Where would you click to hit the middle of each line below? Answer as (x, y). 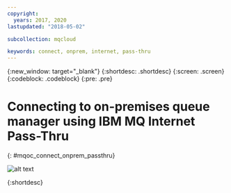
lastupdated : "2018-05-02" (46, 26)
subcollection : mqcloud (42, 39)
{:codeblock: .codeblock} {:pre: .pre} (60, 79)
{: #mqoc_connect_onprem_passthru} (61, 156)
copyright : (23, 14)
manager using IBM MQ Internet (101, 121)
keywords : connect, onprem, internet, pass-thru (79, 52)
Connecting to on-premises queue (109, 107)
